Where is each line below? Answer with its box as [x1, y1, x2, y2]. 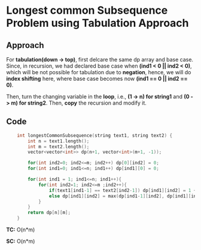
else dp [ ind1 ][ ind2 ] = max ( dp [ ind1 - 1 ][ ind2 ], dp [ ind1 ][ [48, 193, 191, 199]
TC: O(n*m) [6, 226, 35, 233]
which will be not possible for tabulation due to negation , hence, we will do [6, 69, 191, 75]
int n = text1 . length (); [28, 138, 90, 144]
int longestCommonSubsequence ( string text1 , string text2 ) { [17, 132, 172, 138]
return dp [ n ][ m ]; [28, 210, 71, 216]
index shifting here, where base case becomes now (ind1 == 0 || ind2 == [6, 75, 188, 82]
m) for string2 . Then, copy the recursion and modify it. [11, 99, 147, 106]
